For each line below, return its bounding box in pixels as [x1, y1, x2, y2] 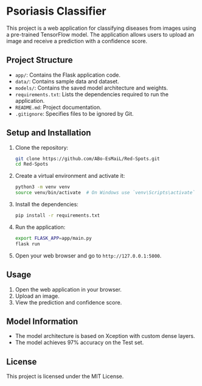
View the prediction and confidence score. [15, 298, 122, 306]
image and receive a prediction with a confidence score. [6, 37, 148, 44]
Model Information [6, 316, 78, 326]
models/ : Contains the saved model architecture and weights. [15, 84, 169, 91]
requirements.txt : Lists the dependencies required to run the [15, 90, 169, 98]
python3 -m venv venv [15, 184, 71, 190]
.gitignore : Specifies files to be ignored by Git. [15, 110, 134, 117]
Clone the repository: [15, 144, 69, 151]
